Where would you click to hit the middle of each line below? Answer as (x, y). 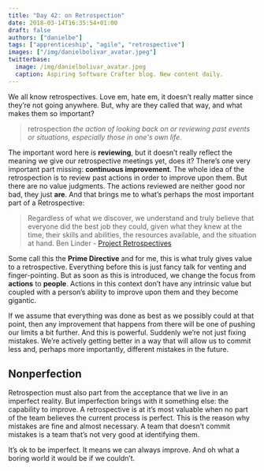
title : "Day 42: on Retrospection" (67, 15)
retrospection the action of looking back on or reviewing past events (139, 129)
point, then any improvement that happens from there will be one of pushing (132, 323)
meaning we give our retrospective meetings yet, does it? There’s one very (129, 161)
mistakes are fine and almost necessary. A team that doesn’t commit (119, 426)
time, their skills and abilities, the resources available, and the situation (142, 234)
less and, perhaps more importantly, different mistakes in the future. (119, 349)
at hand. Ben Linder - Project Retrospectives (99, 243)
